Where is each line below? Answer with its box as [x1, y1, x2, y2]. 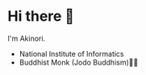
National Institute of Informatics [19, 49, 124, 58]
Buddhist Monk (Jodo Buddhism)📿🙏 [19, 57, 139, 67]
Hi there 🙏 [7, 7, 74, 26]
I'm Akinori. [7, 34, 46, 43]
